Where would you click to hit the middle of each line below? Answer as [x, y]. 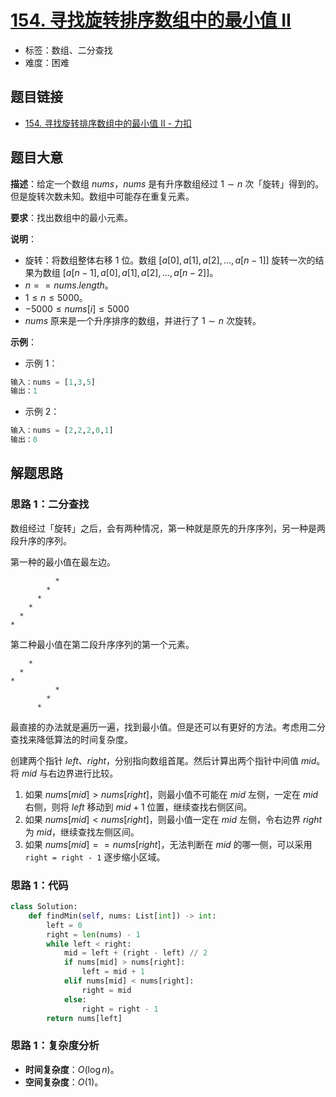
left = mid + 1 [113, 972]
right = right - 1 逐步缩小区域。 [95, 857]
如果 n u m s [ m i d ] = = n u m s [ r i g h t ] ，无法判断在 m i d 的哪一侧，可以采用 [168, 844]
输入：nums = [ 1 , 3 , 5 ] [53, 382]
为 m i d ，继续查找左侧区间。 [82, 832]
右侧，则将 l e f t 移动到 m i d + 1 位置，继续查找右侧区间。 [138, 807]
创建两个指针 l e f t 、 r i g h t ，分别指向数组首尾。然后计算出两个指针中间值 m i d [163, 760]
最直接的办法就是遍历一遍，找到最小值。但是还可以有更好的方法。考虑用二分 [168, 727]
